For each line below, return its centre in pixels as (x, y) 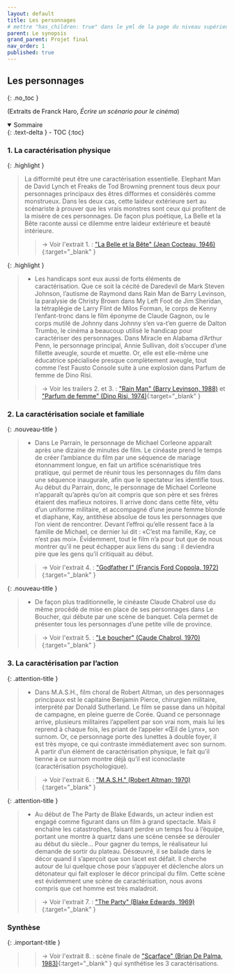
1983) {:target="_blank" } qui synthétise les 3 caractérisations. (130, 963)
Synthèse (24, 927)
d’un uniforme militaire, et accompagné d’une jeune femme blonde (130, 509)
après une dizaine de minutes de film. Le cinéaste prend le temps (128, 450)
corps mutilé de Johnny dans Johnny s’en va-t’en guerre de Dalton (131, 323)
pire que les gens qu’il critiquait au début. (94, 554)
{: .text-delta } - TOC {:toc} (46, 132)
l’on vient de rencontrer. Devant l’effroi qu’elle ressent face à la (124, 525)
